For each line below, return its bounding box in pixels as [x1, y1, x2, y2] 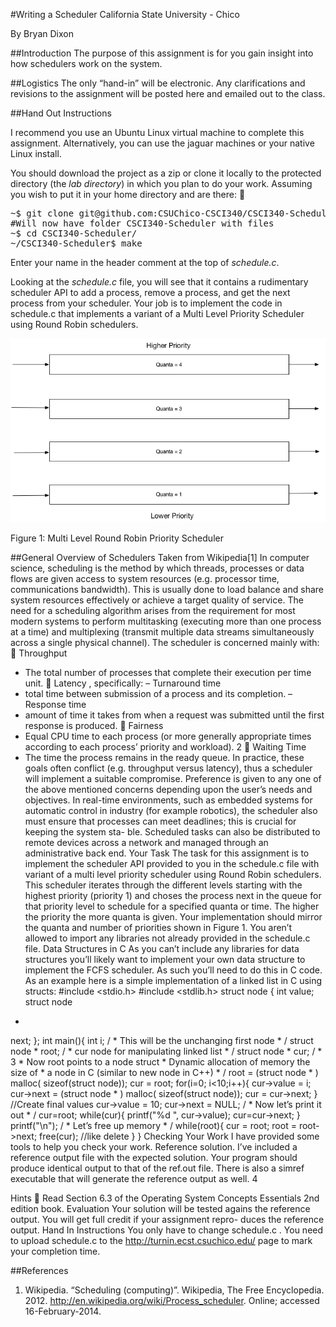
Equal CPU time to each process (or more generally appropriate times [24, 730, 312, 743]
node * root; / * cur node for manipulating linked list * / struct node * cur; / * [10, 1045, 323, 1058]
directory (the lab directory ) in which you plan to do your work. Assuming [10, 178, 313, 189]
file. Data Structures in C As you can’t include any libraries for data [24, 943, 300, 955]
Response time [24, 699, 87, 711]
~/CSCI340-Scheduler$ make [10, 238, 143, 249]
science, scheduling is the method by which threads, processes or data [10, 562, 305, 574]
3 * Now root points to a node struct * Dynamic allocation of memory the [10, 1056, 311, 1068]
